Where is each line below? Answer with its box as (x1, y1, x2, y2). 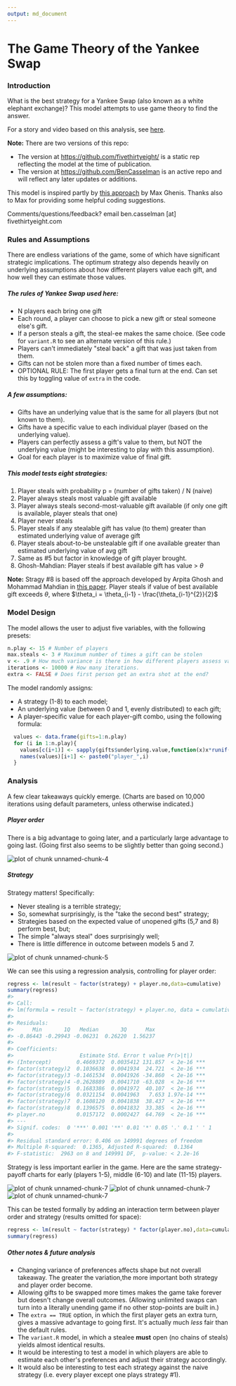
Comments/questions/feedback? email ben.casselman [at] (7, 210, 177, 218)
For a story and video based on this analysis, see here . (7, 125, 166, 134)
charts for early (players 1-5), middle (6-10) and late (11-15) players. (27, 1171, 222, 1179)
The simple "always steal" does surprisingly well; (17, 932, 160, 940)
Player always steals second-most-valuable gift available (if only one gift (17, 502, 228, 510)
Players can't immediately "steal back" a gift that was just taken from (17, 344, 218, 352)
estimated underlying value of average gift (17, 532, 140, 540)
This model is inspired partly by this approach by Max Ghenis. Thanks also (7, 189, 223, 197)
